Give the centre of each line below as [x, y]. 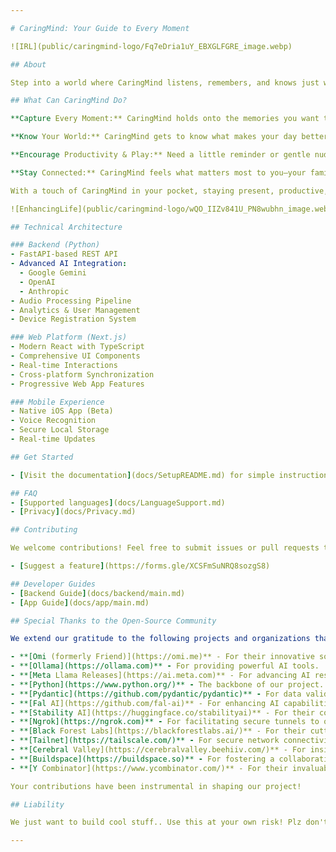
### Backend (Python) [55, 245]
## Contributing [44, 530]
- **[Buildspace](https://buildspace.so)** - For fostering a [142, 759]
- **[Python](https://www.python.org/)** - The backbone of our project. [167, 684]
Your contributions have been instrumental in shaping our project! [156, 786]
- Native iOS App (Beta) [62, 411]
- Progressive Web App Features [77, 384]
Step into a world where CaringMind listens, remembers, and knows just [165, 82]
